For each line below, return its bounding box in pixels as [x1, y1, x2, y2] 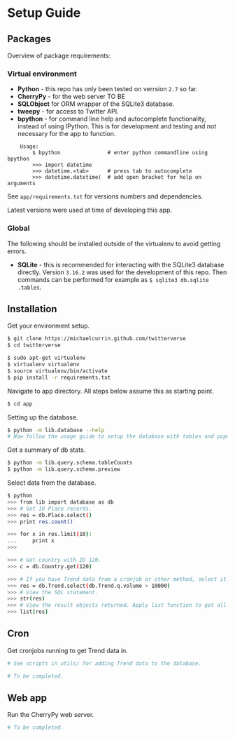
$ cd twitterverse [7, 342, 61, 349]
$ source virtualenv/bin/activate [7, 367, 108, 375]
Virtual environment [7, 69, 77, 79]
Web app [7, 692, 48, 704]
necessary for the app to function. [17, 130, 116, 138]
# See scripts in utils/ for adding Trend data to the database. [7, 659, 201, 667]
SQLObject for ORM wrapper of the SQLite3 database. [17, 100, 175, 108]
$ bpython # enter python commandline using [32, 149, 208, 156]
